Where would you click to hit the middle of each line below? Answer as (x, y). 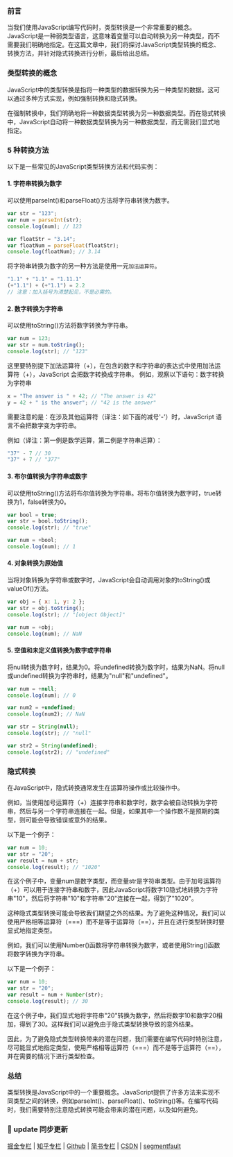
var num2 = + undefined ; (42, 708)
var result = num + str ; (43, 861)
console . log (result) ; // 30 (48, 1002)
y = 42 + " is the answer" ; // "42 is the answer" (82, 403)
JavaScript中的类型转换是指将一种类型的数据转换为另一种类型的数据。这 (111, 90)
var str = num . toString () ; (46, 345)
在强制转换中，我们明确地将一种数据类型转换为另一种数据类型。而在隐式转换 (116, 113)
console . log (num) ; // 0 (42, 695)
